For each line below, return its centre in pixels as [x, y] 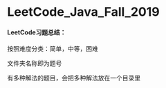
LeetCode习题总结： [37, 32]
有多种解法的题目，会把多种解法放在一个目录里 [74, 78]
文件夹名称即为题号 [35, 63]
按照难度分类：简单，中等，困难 [53, 49]
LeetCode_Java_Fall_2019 [84, 12]
